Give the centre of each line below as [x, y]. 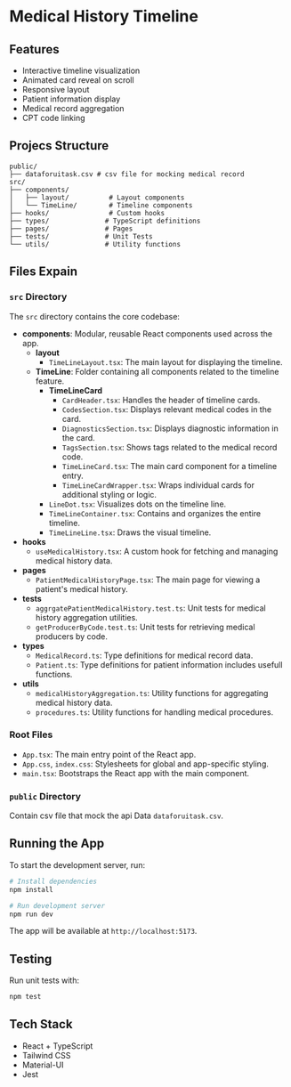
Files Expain [44, 272]
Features [34, 49]
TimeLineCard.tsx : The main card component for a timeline [170, 466]
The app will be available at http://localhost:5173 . [103, 931]
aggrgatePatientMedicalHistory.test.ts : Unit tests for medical [150, 608]
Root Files [31, 734]
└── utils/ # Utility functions [95, 244]
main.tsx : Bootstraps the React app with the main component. [136, 773]
